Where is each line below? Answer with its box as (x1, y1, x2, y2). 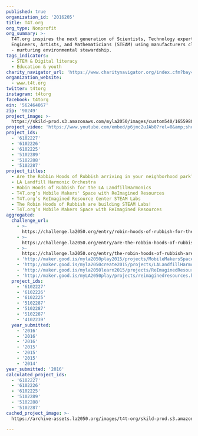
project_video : (6, 124, 44, 130)
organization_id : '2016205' (6, 14, 75, 20)
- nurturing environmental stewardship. (11, 47, 112, 53)
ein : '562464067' (6, 102, 49, 108)
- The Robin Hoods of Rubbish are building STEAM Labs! (11, 201, 151, 207)
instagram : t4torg (6, 91, 51, 97)
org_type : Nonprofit (6, 25, 57, 31)
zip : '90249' (6, 108, 38, 114)
